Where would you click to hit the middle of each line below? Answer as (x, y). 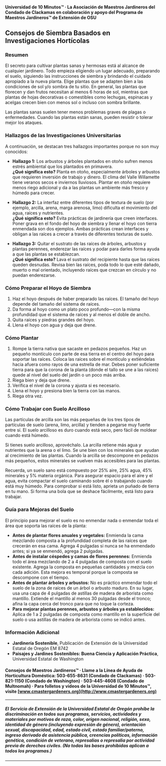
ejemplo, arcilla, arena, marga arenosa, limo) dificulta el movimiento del (84, 208)
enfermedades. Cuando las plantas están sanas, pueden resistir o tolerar (79, 117)
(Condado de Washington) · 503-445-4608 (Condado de (84, 681)
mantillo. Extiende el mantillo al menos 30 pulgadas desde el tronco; (82, 598)
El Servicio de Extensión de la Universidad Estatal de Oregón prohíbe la (80, 709)
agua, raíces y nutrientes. (38, 213)
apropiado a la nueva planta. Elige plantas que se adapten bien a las (74, 81)
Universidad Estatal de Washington (48, 659)
